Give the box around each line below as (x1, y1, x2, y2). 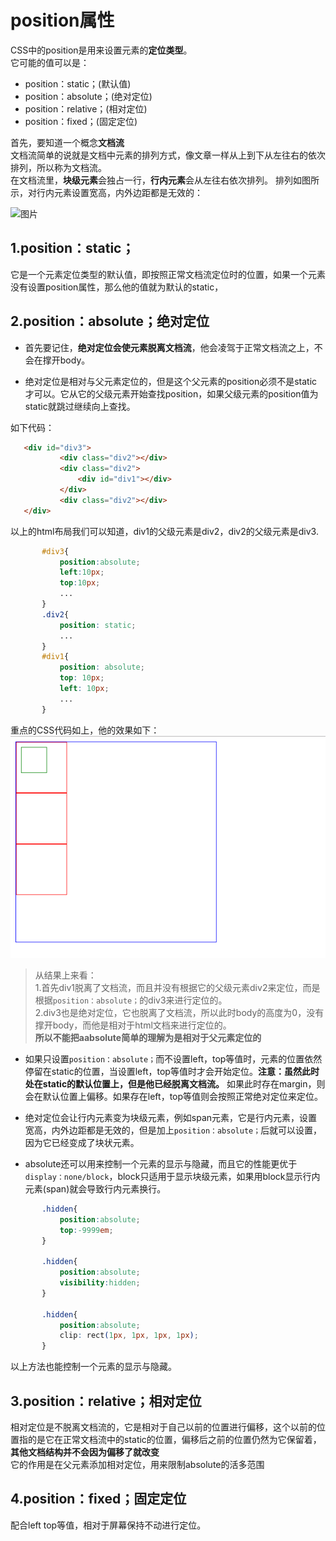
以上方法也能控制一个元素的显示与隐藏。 (10, 1361, 177, 1373)
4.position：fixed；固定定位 (10, 1491, 187, 1508)
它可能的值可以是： (10, 56, 90, 68)
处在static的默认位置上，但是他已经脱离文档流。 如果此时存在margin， (24, 1077, 317, 1090)
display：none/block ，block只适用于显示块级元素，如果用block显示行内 (24, 1170, 321, 1182)
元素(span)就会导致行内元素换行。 (24, 1182, 167, 1195)
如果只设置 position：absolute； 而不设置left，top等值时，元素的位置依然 (24, 1052, 323, 1065)
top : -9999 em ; (59, 1225, 114, 1235)
